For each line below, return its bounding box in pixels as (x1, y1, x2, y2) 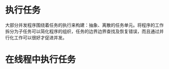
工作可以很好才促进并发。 (14, 34, 67, 40)
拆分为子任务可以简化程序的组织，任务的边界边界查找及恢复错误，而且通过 (5, 28, 159, 34)
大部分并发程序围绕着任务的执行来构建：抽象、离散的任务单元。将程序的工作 (5, 22, 164, 28)
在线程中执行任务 (5, 54, 76, 65)
